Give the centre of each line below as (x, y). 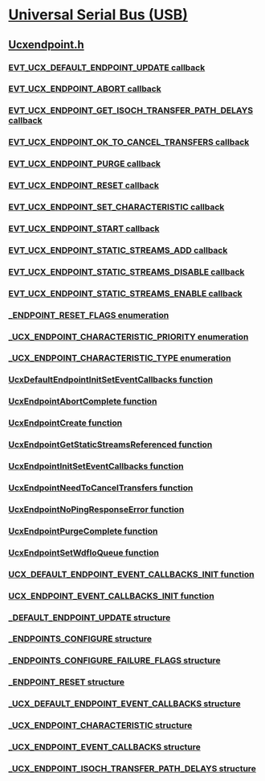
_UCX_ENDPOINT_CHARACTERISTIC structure (100, 725)
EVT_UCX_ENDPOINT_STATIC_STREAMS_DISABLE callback (126, 271)
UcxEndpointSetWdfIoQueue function (84, 552)
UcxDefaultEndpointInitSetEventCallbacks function (111, 380)
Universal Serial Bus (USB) (98, 15)
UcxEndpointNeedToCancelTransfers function (101, 488)
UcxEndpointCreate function (65, 423)
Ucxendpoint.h (46, 45)
